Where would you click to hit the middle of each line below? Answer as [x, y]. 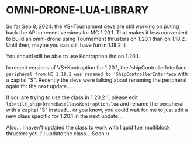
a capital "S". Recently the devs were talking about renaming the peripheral [96, 80]
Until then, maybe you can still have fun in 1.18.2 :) [66, 45]
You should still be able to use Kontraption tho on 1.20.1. [73, 56]
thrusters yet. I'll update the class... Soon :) [58, 133]
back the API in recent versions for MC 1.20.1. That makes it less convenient [97, 32]
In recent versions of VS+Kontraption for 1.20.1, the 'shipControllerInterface [96, 67]
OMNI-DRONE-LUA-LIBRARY [77, 10]
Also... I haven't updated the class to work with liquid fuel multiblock [88, 127]
